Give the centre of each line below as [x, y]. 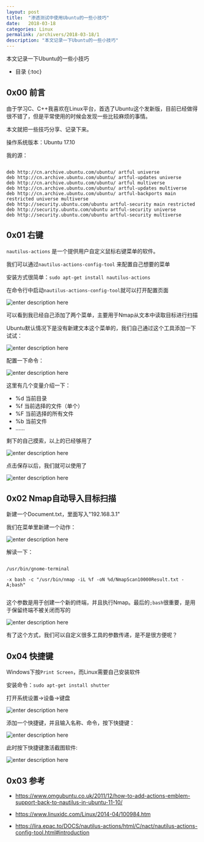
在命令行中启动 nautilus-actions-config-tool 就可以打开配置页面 [88, 290]
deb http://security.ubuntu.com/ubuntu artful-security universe [91, 209]
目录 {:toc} [28, 72]
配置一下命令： [25, 360]
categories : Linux [30, 29]
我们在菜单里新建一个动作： [41, 527]
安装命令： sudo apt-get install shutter [58, 685]
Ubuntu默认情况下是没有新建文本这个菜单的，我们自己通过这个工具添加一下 [101, 328]
